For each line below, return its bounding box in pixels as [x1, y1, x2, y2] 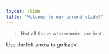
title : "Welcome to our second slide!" [6, 14, 104, 20]
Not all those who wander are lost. [20, 30, 104, 37]
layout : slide [6, 8, 41, 15]
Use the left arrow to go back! [6, 41, 78, 48]
